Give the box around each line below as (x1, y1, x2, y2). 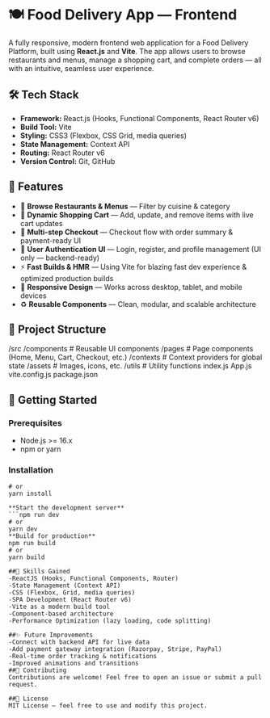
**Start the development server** (8, 504, 125, 512)
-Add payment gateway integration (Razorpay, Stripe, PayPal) (8, 645, 222, 653)
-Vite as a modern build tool (8, 603, 111, 611)
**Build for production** (8, 532, 95, 540)
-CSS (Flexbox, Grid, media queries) (8, 589, 136, 597)
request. (8, 681, 38, 689)
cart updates (19, 218, 63, 228)
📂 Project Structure (8, 322, 107, 336)
